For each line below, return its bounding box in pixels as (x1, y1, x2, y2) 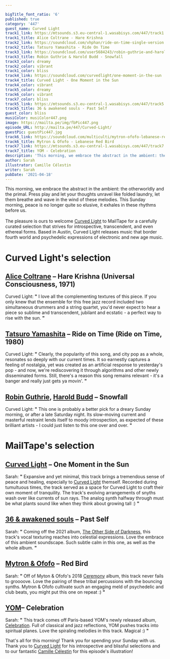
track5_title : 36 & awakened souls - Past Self (5, 106, 108, 111)
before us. (5, 207, 27, 213)
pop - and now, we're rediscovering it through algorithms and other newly (5, 367, 159, 373)
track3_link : (5, 49, 33, 55)
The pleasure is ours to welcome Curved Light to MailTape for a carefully (5, 218, 157, 224)
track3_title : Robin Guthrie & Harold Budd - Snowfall (5, 54, 123, 59)
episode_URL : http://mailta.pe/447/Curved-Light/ (5, 125, 112, 130)
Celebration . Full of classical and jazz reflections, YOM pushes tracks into (5, 623, 159, 629)
